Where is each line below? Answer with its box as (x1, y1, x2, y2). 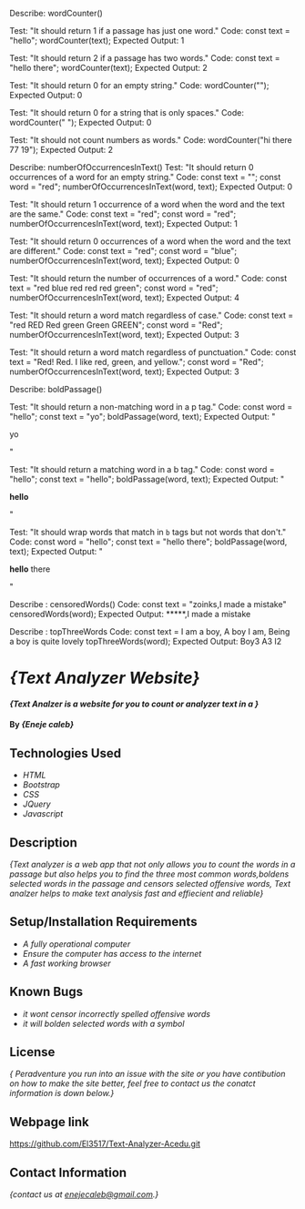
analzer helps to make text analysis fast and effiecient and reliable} (9, 888, 264, 899)
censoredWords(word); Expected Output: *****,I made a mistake (9, 609, 251, 619)
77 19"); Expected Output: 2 (9, 145, 114, 155)
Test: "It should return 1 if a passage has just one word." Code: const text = (9, 25, 291, 36)
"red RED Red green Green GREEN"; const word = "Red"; (9, 320, 223, 330)
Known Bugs (9, 984, 84, 1000)
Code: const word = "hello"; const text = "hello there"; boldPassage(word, (9, 536, 288, 547)
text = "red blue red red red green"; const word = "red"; (9, 282, 219, 293)
